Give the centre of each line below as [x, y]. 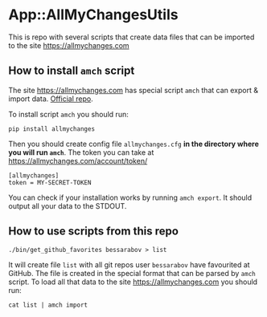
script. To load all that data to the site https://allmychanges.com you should [133, 282]
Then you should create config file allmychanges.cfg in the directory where [133, 144]
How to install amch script [72, 71]
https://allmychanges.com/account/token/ [78, 161]
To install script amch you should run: [68, 114]
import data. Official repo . [51, 99]
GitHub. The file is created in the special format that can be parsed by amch [132, 273]
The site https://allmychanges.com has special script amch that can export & [133, 90]
